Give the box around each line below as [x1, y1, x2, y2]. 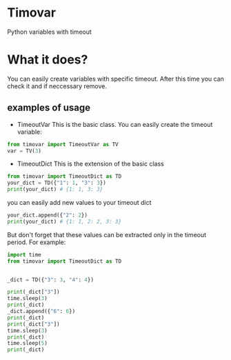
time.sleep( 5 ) [7, 340, 48, 347]
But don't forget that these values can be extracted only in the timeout [7, 230, 207, 239]
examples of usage [7, 102, 91, 114]
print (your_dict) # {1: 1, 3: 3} [7, 186, 103, 193]
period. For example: [7, 238, 66, 246]
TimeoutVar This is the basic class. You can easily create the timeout [17, 120, 213, 128]
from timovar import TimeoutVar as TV [7, 141, 119, 148]
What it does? [7, 52, 88, 68]
